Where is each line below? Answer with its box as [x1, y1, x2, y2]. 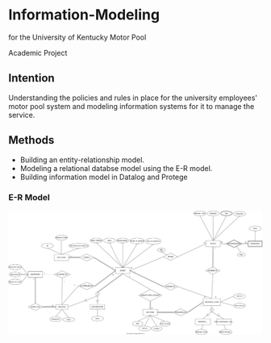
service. [8, 110, 35, 119]
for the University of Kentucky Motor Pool [8, 32, 147, 42]
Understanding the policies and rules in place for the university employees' [8, 93, 258, 102]
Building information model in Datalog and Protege [19, 172, 188, 182]
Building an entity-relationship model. [19, 155, 145, 165]
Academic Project [8, 48, 68, 57]
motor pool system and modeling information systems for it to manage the [8, 101, 255, 111]
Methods [8, 133, 55, 147]
